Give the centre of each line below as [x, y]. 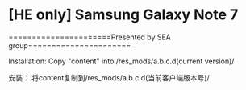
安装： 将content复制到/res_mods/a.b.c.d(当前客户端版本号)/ [109, 77]
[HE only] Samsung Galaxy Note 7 [123, 15]
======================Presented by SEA [90, 37]
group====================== [70, 45]
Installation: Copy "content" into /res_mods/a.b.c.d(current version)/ [121, 61]
